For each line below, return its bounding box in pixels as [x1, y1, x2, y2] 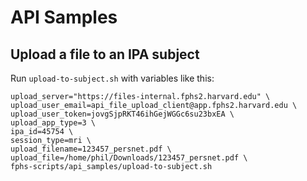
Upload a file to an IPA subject [10, 46, 200, 63]
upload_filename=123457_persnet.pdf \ [10, 144, 172, 154]
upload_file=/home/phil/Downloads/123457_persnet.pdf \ [10, 153, 248, 163]
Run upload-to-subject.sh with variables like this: [10, 72, 215, 84]
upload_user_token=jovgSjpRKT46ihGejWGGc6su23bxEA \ [10, 109, 235, 119]
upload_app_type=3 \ [10, 118, 97, 128]
